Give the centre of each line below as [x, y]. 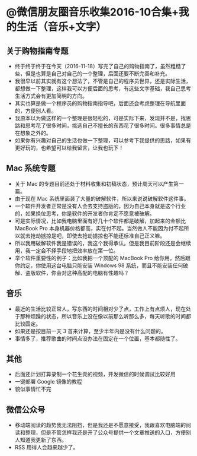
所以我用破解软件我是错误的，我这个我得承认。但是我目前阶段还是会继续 [103, 243]
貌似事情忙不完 [33, 389]
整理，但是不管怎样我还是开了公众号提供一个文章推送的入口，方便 [106, 433]
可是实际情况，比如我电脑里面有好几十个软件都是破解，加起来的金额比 [100, 221]
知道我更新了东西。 [43, 440]
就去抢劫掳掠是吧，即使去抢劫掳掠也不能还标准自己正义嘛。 [93, 236]
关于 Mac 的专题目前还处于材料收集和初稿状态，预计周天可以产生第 [97, 183]
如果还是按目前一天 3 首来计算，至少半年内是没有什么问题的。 [91, 331]
